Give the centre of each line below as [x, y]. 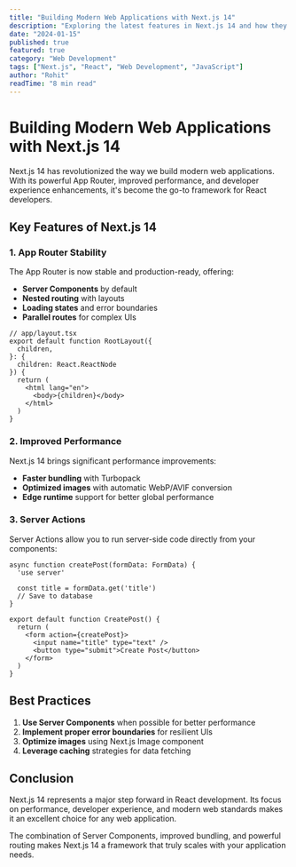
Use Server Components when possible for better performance [139, 722]
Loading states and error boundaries [90, 308]
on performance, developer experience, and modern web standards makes [146, 809]
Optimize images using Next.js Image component [113, 741]
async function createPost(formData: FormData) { [103, 565]
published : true [39, 42]
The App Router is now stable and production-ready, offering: [122, 272]
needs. [22, 855]
